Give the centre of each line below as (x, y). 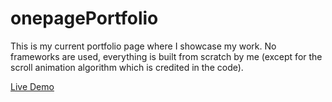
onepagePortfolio (84, 18)
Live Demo (32, 86)
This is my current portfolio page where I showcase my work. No (143, 46)
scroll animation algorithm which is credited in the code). (127, 67)
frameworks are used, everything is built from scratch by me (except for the (166, 56)
